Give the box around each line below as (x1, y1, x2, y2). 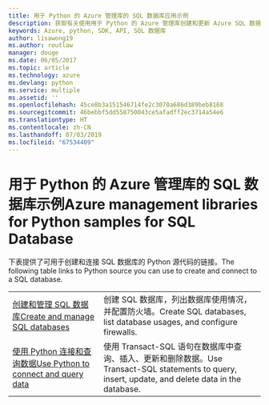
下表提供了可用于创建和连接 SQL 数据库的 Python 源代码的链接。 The (8, 257, 235, 267)
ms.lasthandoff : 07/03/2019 (8, 130, 102, 138)
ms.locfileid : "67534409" (8, 138, 94, 146)
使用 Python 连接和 (12, 346, 84, 357)
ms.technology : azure (8, 71, 81, 79)
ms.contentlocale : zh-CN (8, 123, 91, 131)
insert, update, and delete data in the (102, 374, 242, 385)
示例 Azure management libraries (36, 195, 259, 213)
